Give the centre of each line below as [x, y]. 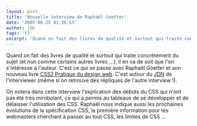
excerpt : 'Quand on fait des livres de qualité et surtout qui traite [94, 39]
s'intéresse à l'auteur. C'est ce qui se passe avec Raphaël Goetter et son [94, 68]
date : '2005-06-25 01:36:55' [42, 22]
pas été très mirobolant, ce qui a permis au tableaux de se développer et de [97, 98]
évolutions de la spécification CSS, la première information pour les [87, 110]
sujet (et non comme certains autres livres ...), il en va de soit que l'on [90, 62]
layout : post [22, 11]
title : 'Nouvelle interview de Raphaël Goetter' [67, 17]
